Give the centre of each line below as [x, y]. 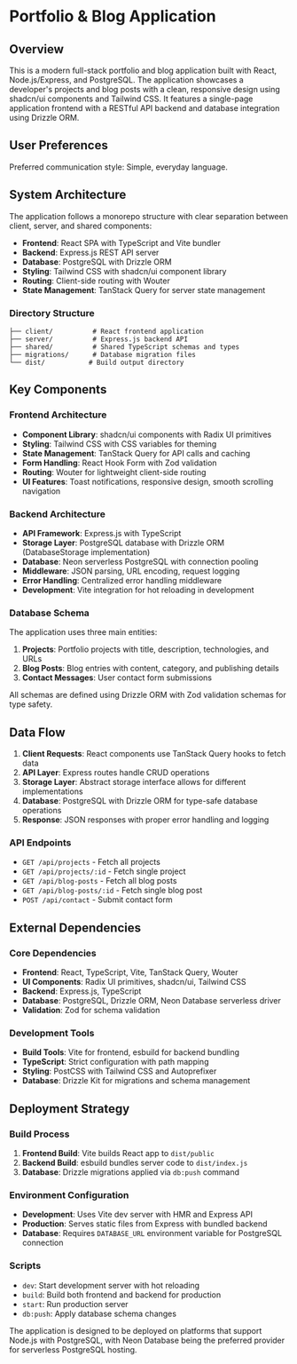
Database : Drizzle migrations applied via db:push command [131, 1172]
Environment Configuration [69, 1194]
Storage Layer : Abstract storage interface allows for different [134, 782]
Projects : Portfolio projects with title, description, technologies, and [145, 649]
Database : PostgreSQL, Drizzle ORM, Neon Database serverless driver [152, 1000]
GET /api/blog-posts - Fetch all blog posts [99, 881]
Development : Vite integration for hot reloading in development [138, 590]
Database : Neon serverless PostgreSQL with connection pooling [140, 561]
